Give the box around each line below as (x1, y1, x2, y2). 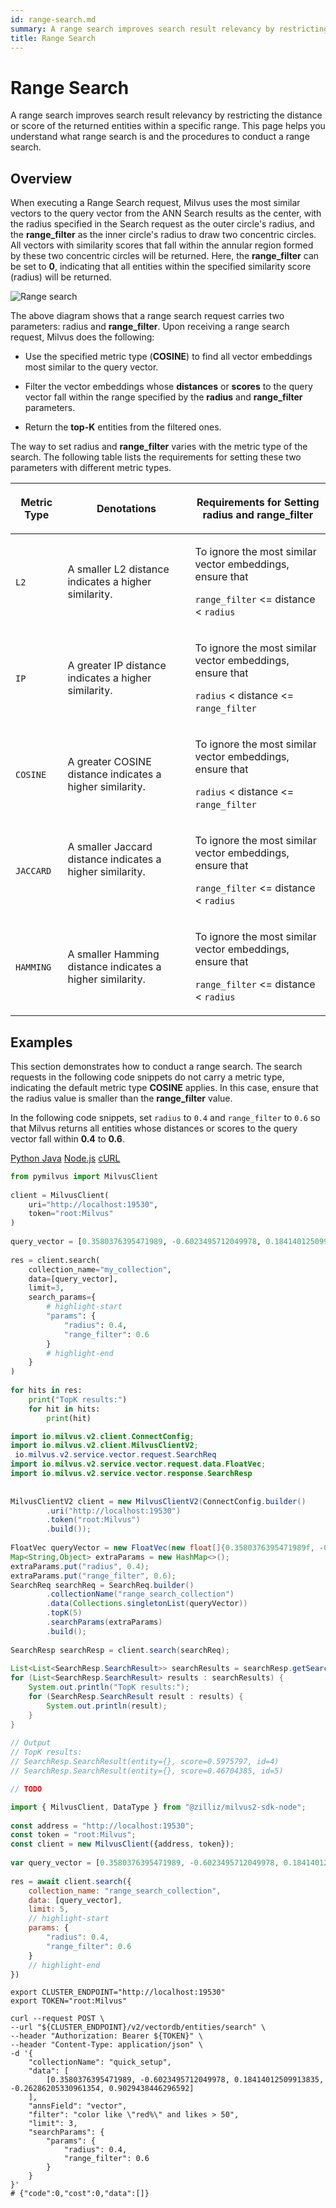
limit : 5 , (28, 1904, 70, 1915)
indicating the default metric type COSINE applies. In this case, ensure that (10, 1081, 319, 1093)
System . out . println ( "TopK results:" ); (28, 1682, 190, 1693)
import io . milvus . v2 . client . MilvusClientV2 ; (10, 1441, 199, 1451)
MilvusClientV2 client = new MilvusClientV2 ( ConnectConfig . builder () (10, 1496, 307, 1506)
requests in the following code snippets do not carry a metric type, (10, 1071, 285, 1083)
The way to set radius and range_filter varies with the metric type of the (10, 441, 308, 453)
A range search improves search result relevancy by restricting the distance (10, 109, 323, 121)
